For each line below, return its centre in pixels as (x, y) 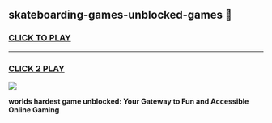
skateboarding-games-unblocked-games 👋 (120, 15)
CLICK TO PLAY (40, 38)
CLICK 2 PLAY (36, 68)
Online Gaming (34, 109)
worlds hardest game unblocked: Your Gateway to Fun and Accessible (129, 101)
